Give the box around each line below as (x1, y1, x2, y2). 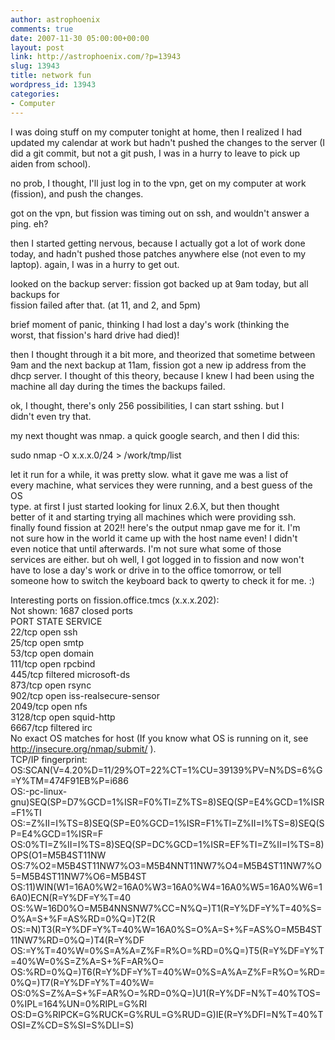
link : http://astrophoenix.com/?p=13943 (10, 52, 182, 62)
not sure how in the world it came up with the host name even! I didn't (10, 532, 298, 544)
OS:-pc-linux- (10, 785, 68, 797)
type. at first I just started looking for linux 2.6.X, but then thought (10, 500, 280, 512)
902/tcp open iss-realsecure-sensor (10, 689, 160, 701)
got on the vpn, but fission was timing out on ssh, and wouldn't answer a (10, 207, 310, 219)
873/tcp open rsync (10, 679, 92, 691)
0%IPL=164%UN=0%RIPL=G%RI (10, 997, 148, 1010)
